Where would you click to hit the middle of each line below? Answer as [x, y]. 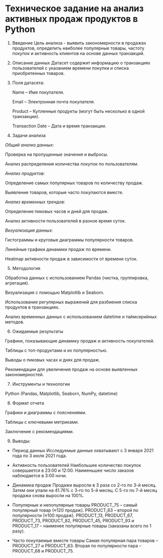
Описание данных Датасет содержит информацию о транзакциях [81, 63]
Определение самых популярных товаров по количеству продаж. [74, 183]
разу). [19, 531]
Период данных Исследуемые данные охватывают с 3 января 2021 [83, 450]
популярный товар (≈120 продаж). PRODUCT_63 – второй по [75, 510]
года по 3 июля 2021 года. [39, 456]
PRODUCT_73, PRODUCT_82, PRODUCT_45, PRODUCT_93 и [73, 520]
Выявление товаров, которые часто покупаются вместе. [64, 192]
